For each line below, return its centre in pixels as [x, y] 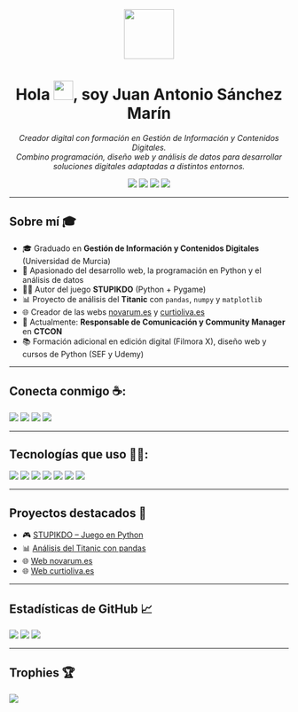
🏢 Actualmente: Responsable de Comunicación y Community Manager [153, 322]
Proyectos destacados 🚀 [78, 513]
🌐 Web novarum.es [57, 561]
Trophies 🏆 [42, 673]
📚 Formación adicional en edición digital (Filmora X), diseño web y [144, 341]
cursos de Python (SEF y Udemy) [83, 354]
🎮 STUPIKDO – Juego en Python [82, 535]
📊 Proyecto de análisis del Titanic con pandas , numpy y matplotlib [142, 299]
